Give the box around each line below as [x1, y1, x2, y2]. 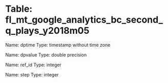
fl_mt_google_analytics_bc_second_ [5, 14, 163, 26]
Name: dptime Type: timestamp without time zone [5, 42, 111, 48]
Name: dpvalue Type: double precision [5, 52, 87, 58]
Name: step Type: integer [5, 71, 59, 77]
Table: [5, 3, 33, 15]
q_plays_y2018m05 [5, 25, 90, 36]
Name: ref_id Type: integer [5, 61, 61, 68]
